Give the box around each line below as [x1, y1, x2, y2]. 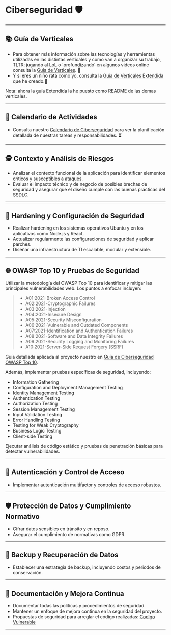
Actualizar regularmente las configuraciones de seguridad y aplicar [12, 236, 154, 242]
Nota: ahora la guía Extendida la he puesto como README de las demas [5, 88, 156, 94]
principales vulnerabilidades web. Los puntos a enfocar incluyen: [5, 285, 141, 291]
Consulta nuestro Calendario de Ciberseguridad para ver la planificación [12, 126, 165, 133]
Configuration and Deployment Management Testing [12, 385, 123, 390]
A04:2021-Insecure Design [25, 312, 82, 317]
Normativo [5, 512, 40, 521]
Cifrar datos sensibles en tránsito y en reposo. [12, 526, 110, 532]
